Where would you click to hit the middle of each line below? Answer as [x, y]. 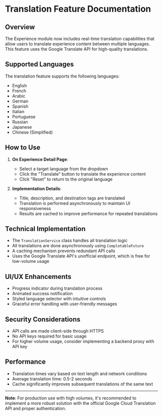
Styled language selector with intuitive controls [59, 299]
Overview [20, 27]
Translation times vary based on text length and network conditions [79, 374]
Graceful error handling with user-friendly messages [65, 304]
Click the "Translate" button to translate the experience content [82, 174]
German [20, 101]
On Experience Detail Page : [40, 159]
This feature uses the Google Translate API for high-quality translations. [77, 49]
